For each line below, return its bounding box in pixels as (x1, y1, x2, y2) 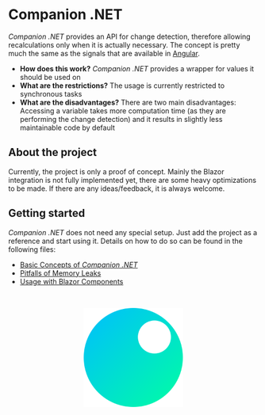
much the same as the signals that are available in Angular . (8, 48, 201, 58)
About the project (8, 146, 98, 159)
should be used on (19, 72, 81, 82)
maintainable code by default (19, 123, 115, 132)
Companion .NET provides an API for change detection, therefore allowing (8, 32, 252, 41)
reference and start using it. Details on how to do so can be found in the (8, 236, 244, 246)
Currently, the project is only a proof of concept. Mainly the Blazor (8, 166, 225, 176)
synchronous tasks (19, 89, 83, 98)
